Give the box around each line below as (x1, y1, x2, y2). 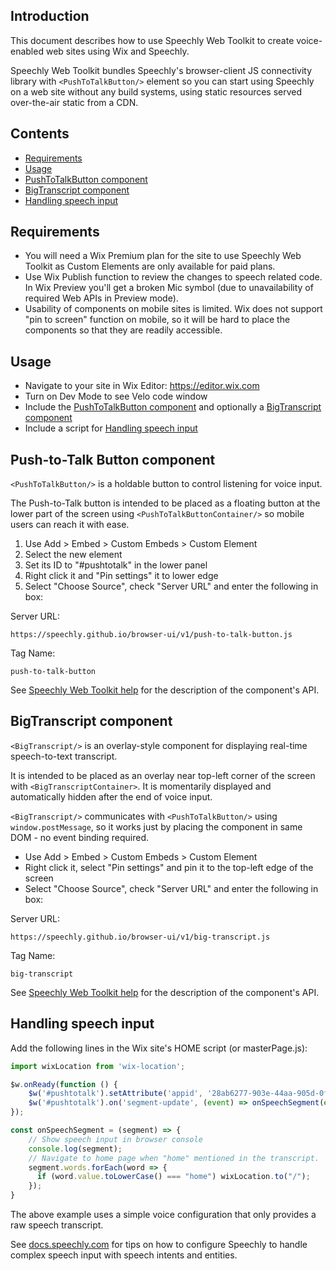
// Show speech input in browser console (28, 1134, 203, 1144)
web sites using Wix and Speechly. (45, 45, 190, 57)
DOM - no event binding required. (10, 831, 150, 843)
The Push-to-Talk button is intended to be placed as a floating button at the (10, 497, 321, 509)
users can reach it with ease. (10, 519, 130, 531)
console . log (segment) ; (28, 1144, 123, 1154)
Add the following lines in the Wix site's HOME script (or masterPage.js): (10, 1042, 308, 1054)
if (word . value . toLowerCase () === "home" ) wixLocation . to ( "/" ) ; (36, 1172, 311, 1182)
